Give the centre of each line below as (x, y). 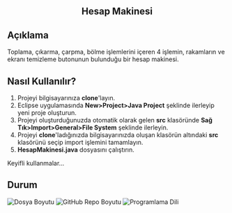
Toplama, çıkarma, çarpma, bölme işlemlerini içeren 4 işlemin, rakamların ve (116, 52)
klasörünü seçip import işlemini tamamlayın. (80, 143)
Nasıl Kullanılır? (42, 81)
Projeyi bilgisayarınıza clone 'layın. (66, 98)
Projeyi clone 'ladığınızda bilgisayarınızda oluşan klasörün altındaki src (118, 135)
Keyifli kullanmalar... (36, 164)
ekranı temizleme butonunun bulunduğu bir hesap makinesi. (93, 59)
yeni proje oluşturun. (47, 113)
